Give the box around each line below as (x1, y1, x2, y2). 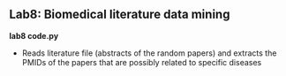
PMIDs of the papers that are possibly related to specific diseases (21, 57, 262, 67)
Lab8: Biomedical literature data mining (9, 7, 230, 22)
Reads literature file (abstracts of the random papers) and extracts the (21, 48, 277, 58)
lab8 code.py (9, 30, 59, 41)
